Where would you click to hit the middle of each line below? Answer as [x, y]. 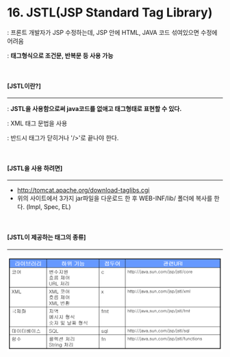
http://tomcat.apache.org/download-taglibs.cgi [83, 190]
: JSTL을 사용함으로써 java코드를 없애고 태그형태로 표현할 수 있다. [94, 109]
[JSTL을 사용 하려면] [35, 168]
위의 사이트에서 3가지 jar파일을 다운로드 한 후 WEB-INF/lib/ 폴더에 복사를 [115, 198]
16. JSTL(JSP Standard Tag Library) [110, 13]
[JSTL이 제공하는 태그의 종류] [47, 237]
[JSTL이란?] [24, 86]
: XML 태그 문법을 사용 [37, 123]
